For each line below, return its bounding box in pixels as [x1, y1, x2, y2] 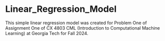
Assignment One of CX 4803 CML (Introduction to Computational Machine [5, 25, 160, 31]
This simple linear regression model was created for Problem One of [5, 20, 147, 26]
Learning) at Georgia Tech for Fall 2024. [5, 30, 88, 36]
